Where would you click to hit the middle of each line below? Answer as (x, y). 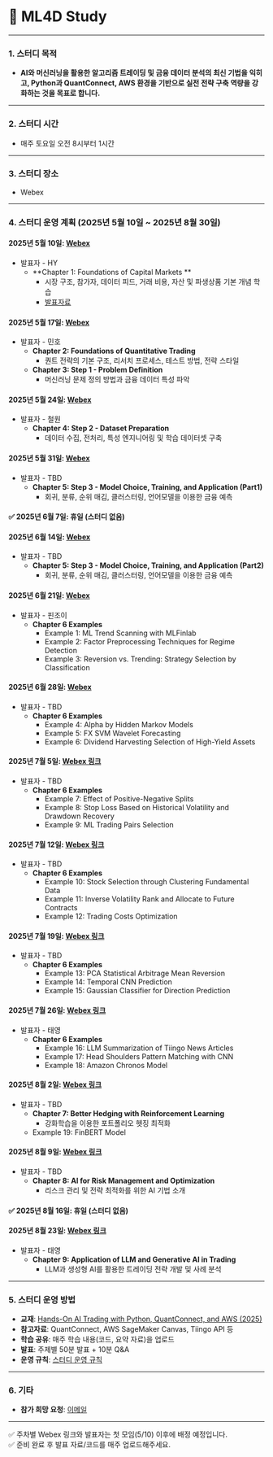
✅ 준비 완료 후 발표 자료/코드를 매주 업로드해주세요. (89, 1445)
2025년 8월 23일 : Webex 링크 (58, 1231)
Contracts (61, 908)
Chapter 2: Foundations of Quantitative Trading (114, 351)
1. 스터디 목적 (33, 54)
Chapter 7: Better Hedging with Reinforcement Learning (128, 1113)
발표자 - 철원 (40, 419)
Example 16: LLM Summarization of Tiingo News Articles (139, 1048)
